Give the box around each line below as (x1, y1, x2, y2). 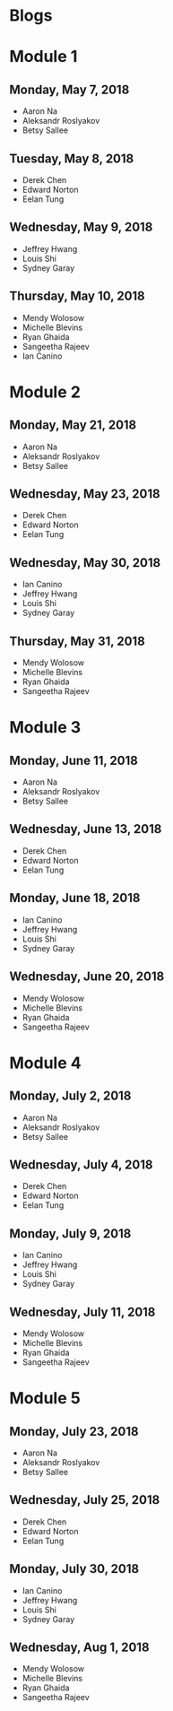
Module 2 (9, 382, 81, 402)
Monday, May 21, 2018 (9, 418, 137, 433)
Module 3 (9, 717, 82, 738)
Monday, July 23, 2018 (9, 1423, 139, 1439)
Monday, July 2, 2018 (9, 1089, 132, 1104)
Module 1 (9, 47, 78, 67)
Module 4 (9, 1053, 82, 1073)
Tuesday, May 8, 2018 (9, 151, 134, 166)
